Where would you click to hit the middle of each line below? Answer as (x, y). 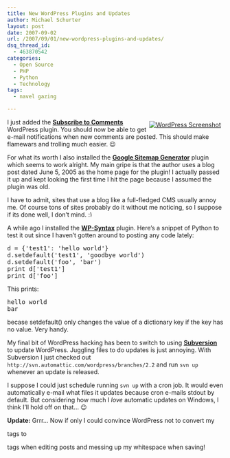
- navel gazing (35, 97)
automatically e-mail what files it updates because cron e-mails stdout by (111, 392)
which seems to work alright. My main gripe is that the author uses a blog (111, 165)
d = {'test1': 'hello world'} (58, 248)
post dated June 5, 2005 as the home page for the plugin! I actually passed (113, 172)
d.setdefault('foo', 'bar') (54, 262)
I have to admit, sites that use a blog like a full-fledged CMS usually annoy (112, 200)
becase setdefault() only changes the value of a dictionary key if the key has (115, 322)
